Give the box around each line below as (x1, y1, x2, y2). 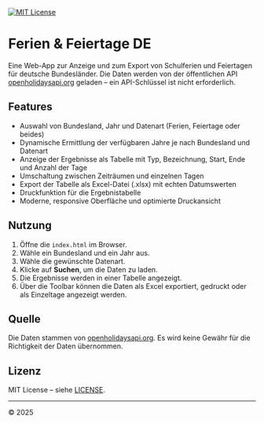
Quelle (8, 312, 41, 326)
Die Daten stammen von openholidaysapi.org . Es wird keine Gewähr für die (8, 334, 251, 343)
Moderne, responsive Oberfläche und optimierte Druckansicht (19, 196, 222, 206)
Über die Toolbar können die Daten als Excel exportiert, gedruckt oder (19, 281, 247, 290)
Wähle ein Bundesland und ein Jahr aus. (19, 248, 150, 257)
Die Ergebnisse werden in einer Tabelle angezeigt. (19, 273, 182, 283)
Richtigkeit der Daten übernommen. (8, 341, 123, 351)
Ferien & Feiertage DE (8, 35, 152, 53)
